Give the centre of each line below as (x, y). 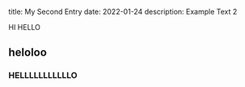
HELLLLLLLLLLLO (43, 76)
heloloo (27, 53)
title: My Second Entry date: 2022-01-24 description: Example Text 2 (123, 12)
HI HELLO (25, 27)
